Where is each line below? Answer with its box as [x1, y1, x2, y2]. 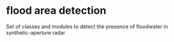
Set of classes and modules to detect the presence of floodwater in [6, 23, 168, 30]
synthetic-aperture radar [6, 29, 65, 36]
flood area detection [6, 4, 107, 17]
